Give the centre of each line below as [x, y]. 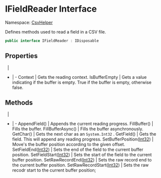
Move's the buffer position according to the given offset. [69, 144]
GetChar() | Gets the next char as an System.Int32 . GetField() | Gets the [84, 134]
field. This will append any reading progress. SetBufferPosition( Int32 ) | [83, 139]
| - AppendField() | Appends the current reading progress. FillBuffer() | [82, 124]
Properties [21, 56]
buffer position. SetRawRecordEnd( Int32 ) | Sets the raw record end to [82, 160]
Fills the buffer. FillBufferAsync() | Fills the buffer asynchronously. [78, 129]
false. [18, 87]
